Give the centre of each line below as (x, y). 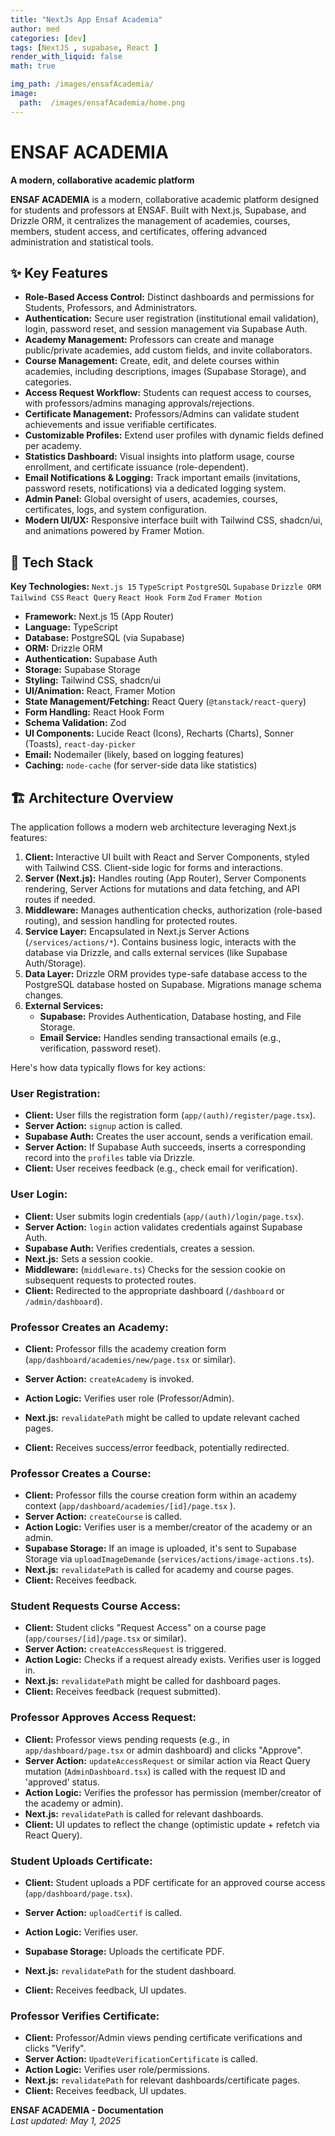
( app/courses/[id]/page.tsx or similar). (105, 1638)
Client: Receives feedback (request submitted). (123, 1692)
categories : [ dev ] (48, 38)
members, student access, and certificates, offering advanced (139, 231)
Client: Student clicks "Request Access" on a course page (145, 1628)
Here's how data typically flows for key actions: (108, 1067)
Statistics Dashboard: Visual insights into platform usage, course (159, 457)
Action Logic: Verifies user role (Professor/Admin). (129, 1398)
